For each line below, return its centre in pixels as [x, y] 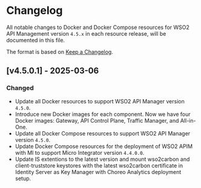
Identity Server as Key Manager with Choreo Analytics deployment [98, 172]
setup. [23, 178]
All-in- [188, 120]
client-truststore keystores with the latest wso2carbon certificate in [99, 165]
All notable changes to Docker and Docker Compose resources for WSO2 [98, 27]
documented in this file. [36, 40]
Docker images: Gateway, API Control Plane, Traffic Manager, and [97, 120]
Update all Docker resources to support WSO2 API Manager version [100, 101]
